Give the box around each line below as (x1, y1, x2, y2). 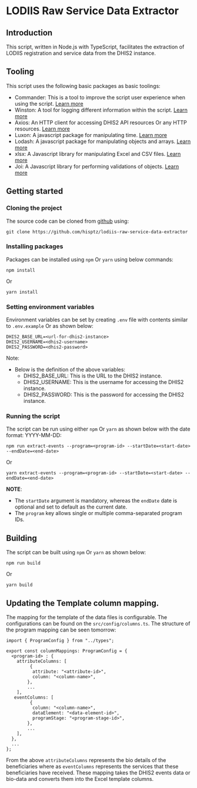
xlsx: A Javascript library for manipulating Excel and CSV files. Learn (14, 150, 181, 157)
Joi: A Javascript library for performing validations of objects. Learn (14, 162, 179, 170)
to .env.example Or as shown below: (6, 323, 94, 330)
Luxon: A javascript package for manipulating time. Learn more (14, 131, 168, 138)
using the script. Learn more (14, 100, 84, 107)
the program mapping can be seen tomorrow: (6, 626, 116, 633)
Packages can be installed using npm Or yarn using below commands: (6, 256, 173, 263)
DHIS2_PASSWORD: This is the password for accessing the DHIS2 (23, 391, 184, 398)
